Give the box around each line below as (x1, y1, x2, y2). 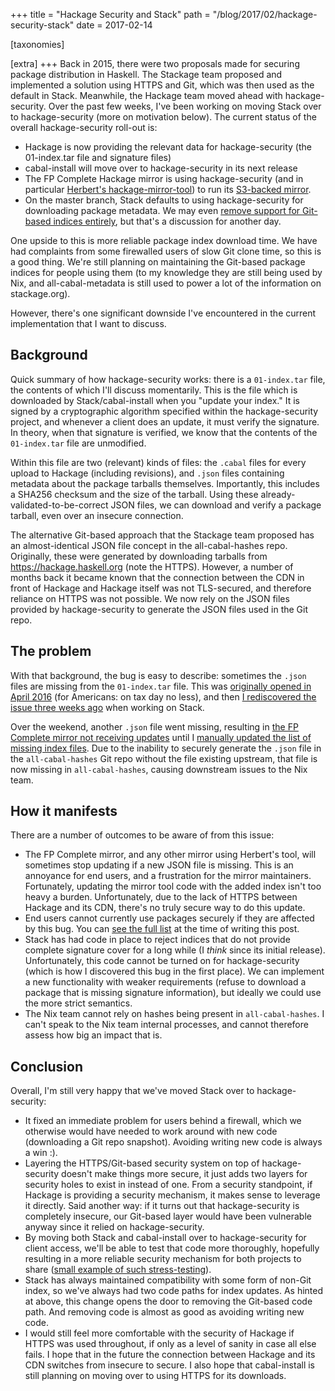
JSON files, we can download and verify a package (110, 499, 322, 511)
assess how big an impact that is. (24, 1029, 163, 1041)
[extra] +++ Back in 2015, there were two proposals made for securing (10, 58, 300, 69)
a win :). (24, 1147, 58, 1159)
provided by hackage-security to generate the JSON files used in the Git (10, 603, 309, 615)
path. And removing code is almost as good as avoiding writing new (24, 1306, 305, 1318)
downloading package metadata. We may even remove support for (24, 205, 301, 216)
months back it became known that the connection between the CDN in (10, 571, 305, 583)
